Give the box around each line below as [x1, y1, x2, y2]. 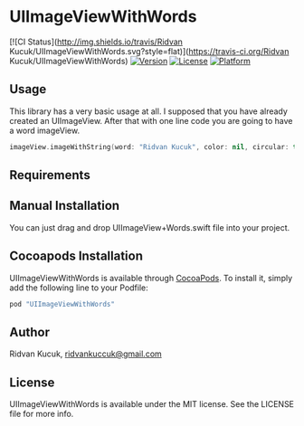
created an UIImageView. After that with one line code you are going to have [9, 115, 293, 126]
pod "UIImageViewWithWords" [9, 299, 116, 308]
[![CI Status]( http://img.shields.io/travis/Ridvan [9, 36, 184, 47]
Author [9, 324, 50, 340]
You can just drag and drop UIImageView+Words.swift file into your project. [9, 222, 290, 232]
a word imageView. [9, 125, 80, 136]
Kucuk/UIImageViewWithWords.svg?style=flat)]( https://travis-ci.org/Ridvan [9, 45, 290, 56]
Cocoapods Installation [9, 249, 143, 264]
